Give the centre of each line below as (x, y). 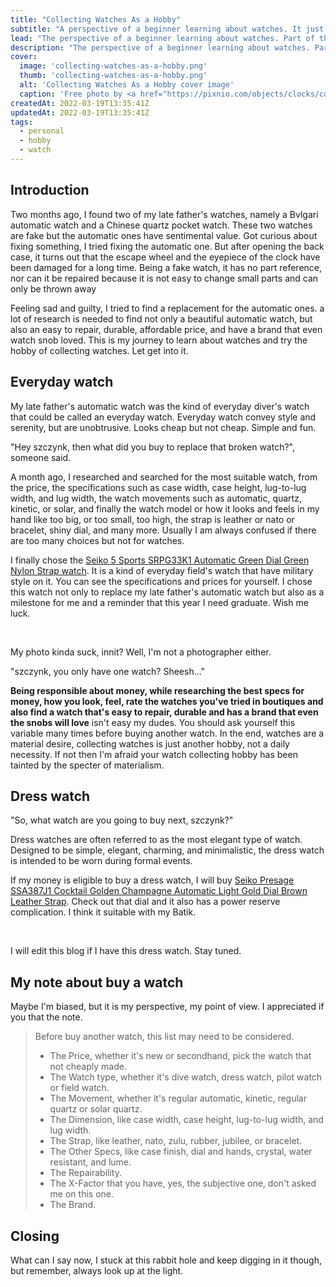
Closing (35, 1236)
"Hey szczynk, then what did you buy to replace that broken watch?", (153, 447)
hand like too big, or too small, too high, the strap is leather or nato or (152, 519)
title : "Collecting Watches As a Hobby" (96, 19)
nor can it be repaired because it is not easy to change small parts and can (164, 278)
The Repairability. (85, 1173)
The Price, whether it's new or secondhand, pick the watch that (180, 1056)
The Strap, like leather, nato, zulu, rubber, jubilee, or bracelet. (176, 1141)
